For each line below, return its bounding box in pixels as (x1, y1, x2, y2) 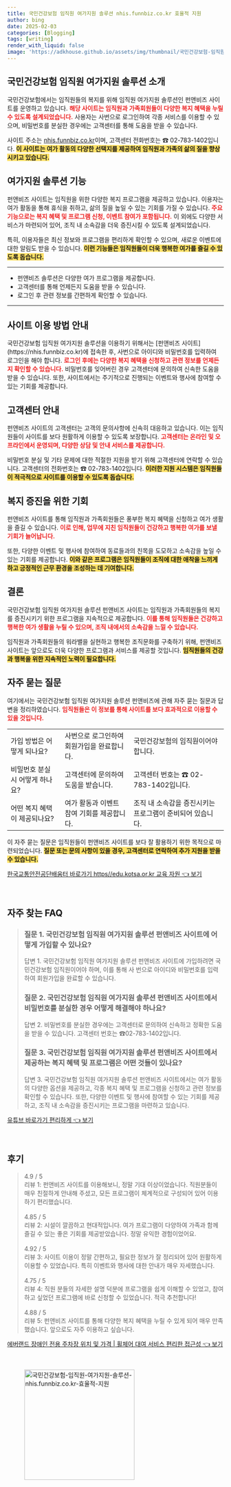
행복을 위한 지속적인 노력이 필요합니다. (14, 654, 117, 662)
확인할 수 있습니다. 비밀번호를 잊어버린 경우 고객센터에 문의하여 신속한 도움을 (14, 365, 219, 373)
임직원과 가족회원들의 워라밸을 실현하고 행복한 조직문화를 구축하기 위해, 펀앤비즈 (7, 637, 222, 645)
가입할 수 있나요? (38, 940, 92, 949)
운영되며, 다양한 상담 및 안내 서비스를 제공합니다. (36, 441, 166, 449)
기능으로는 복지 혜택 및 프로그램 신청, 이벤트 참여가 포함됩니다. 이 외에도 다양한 (7, 212, 217, 221)
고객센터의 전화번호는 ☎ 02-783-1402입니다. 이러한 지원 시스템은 (21, 465, 199, 473)
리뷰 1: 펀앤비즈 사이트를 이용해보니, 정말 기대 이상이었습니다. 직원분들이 (23, 1180, 218, 1188)
